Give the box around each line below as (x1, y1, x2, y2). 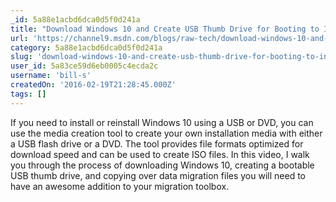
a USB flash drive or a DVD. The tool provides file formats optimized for (10, 137, 304, 150)
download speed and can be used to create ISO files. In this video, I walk (10, 148, 310, 160)
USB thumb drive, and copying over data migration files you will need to (10, 169, 306, 181)
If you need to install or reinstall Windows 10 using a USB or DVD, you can (10, 116, 314, 128)
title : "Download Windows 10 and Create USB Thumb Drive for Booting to (10, 24, 320, 34)
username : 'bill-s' (10, 71, 92, 81)
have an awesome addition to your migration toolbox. (10, 180, 230, 192)
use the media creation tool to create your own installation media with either (10, 127, 323, 139)
